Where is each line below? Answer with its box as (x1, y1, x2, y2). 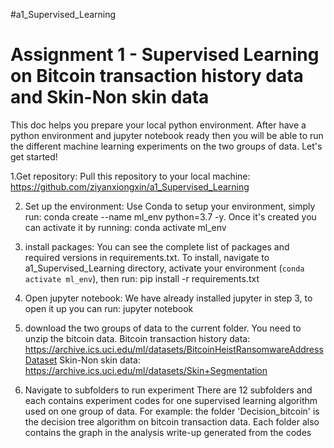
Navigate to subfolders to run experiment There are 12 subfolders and (24, 384, 313, 396)
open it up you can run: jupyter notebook (24, 302, 194, 314)
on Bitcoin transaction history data (10, 65, 304, 88)
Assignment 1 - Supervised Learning (10, 44, 320, 66)
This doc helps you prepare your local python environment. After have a (10, 119, 307, 131)
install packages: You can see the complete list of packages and (24, 240, 290, 253)
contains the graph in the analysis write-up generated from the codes (24, 426, 312, 438)
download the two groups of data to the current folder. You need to (24, 322, 302, 334)
